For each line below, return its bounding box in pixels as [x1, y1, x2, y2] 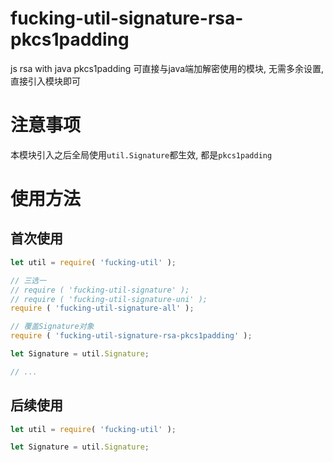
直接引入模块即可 [10, 75, 81, 87]
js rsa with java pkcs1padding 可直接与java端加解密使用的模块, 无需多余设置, [10, 62, 325, 74]
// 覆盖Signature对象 [10, 322, 95, 332]
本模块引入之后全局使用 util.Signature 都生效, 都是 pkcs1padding [10, 148, 273, 161]
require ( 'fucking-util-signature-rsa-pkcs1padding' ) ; [10, 331, 253, 341]
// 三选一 [10, 275, 47, 286]
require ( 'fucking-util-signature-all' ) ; [10, 303, 195, 314]
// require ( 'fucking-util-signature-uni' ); [10, 294, 208, 304]
